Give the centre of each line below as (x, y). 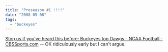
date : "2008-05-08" (26, 15)
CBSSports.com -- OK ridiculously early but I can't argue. (65, 44)
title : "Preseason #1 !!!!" (35, 10)
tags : (11, 19)
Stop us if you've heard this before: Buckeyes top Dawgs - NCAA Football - (84, 39)
